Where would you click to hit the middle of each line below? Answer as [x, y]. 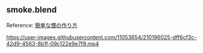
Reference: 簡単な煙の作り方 [42, 25]
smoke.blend [32, 10]
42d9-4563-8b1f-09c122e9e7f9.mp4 [53, 43]
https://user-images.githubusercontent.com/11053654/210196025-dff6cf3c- [101, 37]
